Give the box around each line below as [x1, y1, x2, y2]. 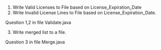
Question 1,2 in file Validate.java [5, 20, 72, 25]
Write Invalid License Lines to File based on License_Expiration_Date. [12, 10, 156, 16]
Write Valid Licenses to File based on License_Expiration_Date [12, 5, 142, 10]
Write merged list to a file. [12, 29, 67, 35]
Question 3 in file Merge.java [5, 39, 65, 45]
